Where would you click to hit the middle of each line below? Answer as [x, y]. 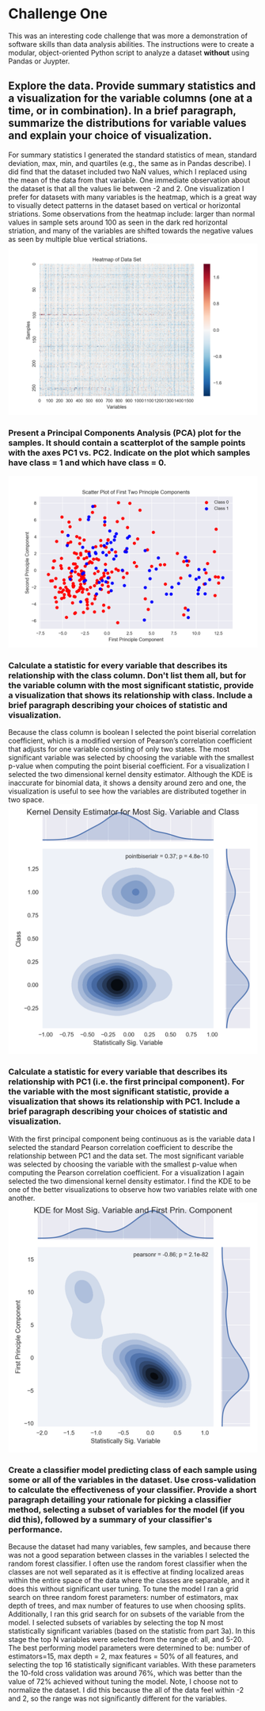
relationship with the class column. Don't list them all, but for [127, 675]
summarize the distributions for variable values [127, 123]
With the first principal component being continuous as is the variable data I [132, 1139]
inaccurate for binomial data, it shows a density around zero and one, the [127, 783]
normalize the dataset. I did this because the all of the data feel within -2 [126, 1690]
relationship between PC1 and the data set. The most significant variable [126, 1155]
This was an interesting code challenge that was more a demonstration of [128, 36]
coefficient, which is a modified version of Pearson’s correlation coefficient [130, 741]
